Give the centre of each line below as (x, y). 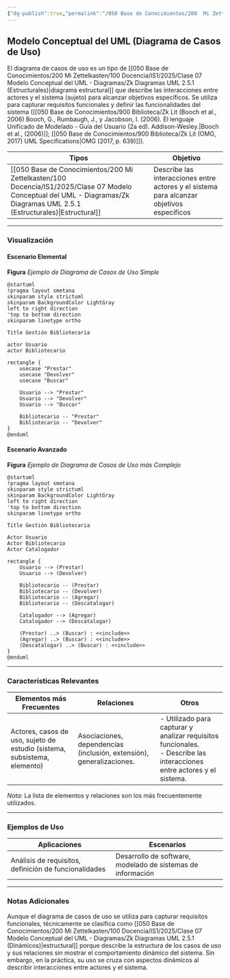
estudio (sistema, (38, 749)
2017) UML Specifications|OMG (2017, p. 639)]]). (76, 141)
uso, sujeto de (33, 740)
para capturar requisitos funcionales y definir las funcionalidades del (104, 105)
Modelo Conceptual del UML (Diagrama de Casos (114, 41)
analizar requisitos (189, 736)
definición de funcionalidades (58, 869)
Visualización (30, 241)
